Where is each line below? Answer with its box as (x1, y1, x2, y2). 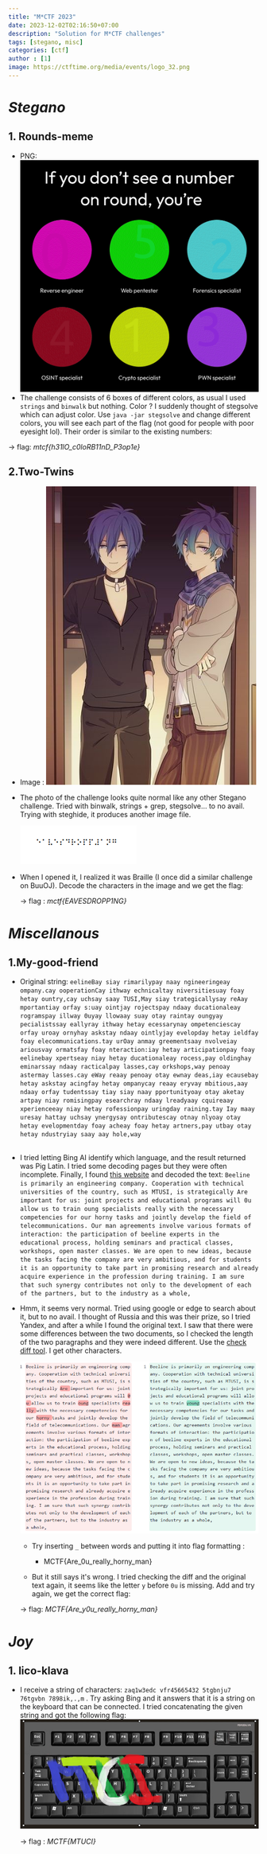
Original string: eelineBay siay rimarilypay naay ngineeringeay (19, 977, 230, 987)
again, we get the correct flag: (31, 1589, 131, 1599)
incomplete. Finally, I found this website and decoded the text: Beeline (19, 1170, 250, 1179)
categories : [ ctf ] (8, 46, 69, 55)
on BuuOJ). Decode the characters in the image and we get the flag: (19, 881, 244, 890)
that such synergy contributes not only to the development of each (19, 1281, 252, 1289)
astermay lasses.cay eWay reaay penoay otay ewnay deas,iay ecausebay (19, 1071, 259, 1080)
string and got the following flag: (19, 1711, 127, 1720)
